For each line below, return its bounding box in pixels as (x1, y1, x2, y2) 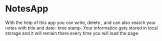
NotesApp (5, 3, 48, 14)
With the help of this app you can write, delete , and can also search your (5, 19, 156, 25)
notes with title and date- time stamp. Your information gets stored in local (5, 24, 158, 30)
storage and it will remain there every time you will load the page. (5, 30, 139, 36)
